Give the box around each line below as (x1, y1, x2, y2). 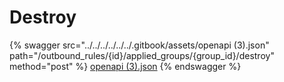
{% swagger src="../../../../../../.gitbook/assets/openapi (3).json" (9, 39, 270, 51)
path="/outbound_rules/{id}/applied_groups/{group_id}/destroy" (9, 49, 275, 61)
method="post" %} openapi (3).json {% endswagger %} (9, 60, 242, 72)
